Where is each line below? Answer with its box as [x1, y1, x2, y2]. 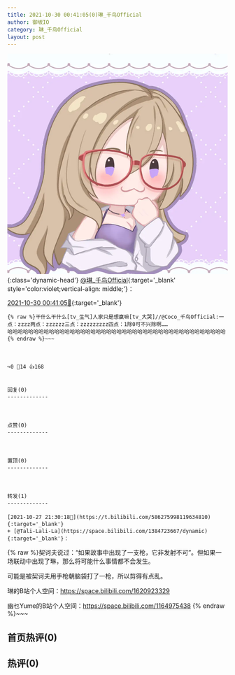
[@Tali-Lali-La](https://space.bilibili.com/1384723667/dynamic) [13, 528, 208, 535]
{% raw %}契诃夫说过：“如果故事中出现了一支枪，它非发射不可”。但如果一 [7, 548, 222, 557]
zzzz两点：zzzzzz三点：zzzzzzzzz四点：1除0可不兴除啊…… [17, 321, 168, 328]
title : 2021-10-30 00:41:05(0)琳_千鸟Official [7, 11, 142, 18]
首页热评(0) [7, 632, 57, 644]
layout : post [7, 34, 45, 41]
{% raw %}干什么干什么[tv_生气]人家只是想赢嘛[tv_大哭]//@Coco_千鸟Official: [7, 313, 219, 321]
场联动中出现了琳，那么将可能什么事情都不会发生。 [7, 557, 155, 566]
